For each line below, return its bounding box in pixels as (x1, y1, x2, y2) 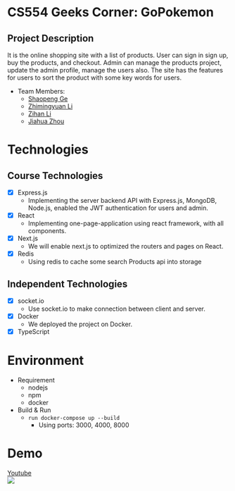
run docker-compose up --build (27, 415, 120, 422)
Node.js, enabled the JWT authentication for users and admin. (27, 204, 209, 212)
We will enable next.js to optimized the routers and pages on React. (27, 242, 224, 251)
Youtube (7, 469, 32, 478)
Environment (7, 353, 84, 368)
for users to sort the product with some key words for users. (7, 73, 182, 82)
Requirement (17, 376, 55, 385)
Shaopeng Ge (27, 94, 68, 103)
